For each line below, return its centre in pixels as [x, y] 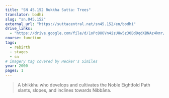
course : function [23, 38]
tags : [11, 43]
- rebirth [20, 47]
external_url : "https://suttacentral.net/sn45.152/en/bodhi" [71, 24]
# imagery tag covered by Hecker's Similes [52, 61]
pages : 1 [14, 71]
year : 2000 [17, 66]
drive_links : [19, 29]
